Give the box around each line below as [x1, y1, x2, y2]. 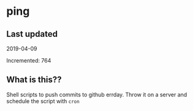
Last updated [6, 29, 58, 39]
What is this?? [6, 75, 62, 85]
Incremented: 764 [6, 57, 51, 64]
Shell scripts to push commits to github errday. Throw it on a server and [6, 91, 187, 98]
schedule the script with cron [6, 97, 80, 105]
